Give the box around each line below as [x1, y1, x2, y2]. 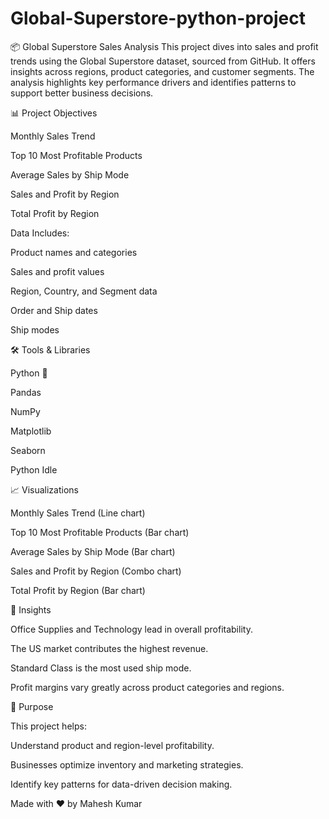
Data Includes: [10, 227, 70, 239]
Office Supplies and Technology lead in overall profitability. [10, 623, 253, 635]
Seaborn [10, 444, 46, 456]
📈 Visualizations [10, 483, 79, 496]
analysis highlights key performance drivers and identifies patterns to [10, 76, 297, 88]
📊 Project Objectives [10, 107, 98, 119]
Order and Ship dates [10, 304, 98, 316]
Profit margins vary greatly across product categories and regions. [10, 681, 285, 693]
